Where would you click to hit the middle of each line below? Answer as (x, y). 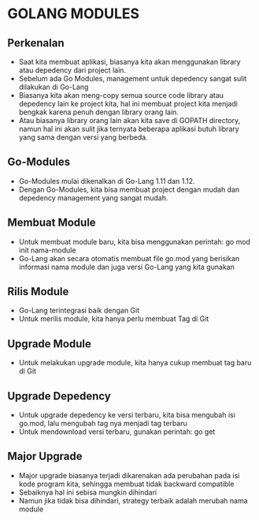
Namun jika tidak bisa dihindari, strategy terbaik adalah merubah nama (133, 500)
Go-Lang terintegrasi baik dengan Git (79, 311)
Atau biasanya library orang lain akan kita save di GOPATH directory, (129, 120)
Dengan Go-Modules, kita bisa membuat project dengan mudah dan (129, 189)
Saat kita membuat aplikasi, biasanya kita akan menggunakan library (129, 62)
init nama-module (47, 250)
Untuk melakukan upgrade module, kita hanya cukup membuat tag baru (135, 363)
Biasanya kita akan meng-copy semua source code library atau (121, 95)
